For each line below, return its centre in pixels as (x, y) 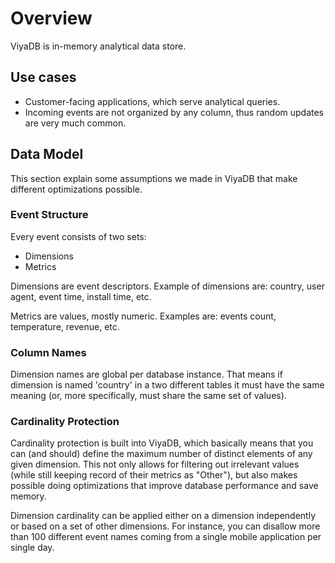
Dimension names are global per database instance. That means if (146, 374)
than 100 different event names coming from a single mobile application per (166, 537)
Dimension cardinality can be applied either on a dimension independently (163, 516)
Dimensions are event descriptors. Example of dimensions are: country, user (167, 286)
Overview (51, 18)
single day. (32, 548)
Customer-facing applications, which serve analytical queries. (152, 101)
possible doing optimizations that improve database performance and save (164, 486)
